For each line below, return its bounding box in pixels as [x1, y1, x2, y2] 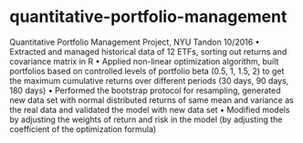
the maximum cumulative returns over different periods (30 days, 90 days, [9, 75, 289, 86]
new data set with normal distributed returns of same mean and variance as [9, 94, 294, 106]
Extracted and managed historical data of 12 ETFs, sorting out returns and [9, 46, 287, 56]
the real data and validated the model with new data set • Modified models [9, 104, 290, 115]
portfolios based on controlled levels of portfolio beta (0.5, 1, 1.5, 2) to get [9, 66, 285, 77]
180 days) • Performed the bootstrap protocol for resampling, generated [9, 85, 281, 96]
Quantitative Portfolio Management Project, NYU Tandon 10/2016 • [9, 36, 260, 47]
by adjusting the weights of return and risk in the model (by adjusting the [9, 114, 283, 125]
